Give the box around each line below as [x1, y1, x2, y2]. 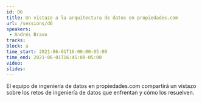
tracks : [6, 37, 26, 43]
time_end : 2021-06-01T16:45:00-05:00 [6, 54, 102, 60]
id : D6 [6, 9, 23, 15]
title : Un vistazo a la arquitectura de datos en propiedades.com [6, 15, 178, 21]
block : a [6, 43, 29, 49]
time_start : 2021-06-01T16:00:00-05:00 [6, 49, 108, 55]
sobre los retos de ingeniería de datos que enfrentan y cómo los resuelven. [6, 89, 195, 97]
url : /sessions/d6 [6, 20, 53, 26]
